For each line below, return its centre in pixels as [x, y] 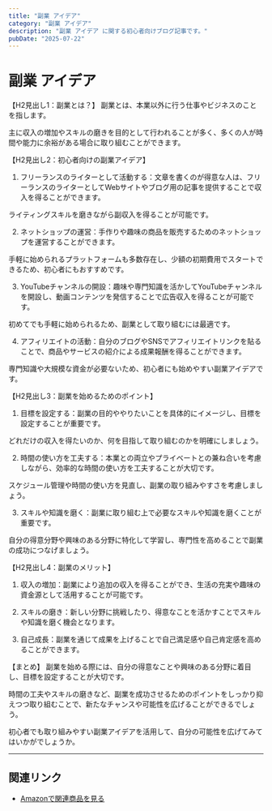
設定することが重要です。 [62, 423]
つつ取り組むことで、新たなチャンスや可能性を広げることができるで [128, 704]
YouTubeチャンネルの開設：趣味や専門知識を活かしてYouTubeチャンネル [141, 287]
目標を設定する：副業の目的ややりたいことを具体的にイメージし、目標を [140, 414]
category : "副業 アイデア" [50, 24]
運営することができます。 [77, 242]
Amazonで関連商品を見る [62, 798]
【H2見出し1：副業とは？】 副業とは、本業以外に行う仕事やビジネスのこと [133, 105]
